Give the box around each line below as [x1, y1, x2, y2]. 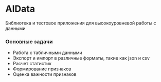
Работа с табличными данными [12, 49, 82, 56]
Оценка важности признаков [12, 71, 77, 77]
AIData [5, 3, 35, 15]
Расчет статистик [12, 61, 52, 67]
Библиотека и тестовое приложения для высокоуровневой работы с [5, 20, 156, 26]
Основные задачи [5, 38, 53, 45]
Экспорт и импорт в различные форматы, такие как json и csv [12, 55, 150, 61]
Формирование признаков [12, 66, 71, 72]
